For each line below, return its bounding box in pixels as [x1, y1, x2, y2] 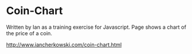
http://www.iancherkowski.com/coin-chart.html [6, 41, 122, 48]
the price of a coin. [6, 29, 52, 36]
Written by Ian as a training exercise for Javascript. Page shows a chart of [6, 23, 187, 31]
